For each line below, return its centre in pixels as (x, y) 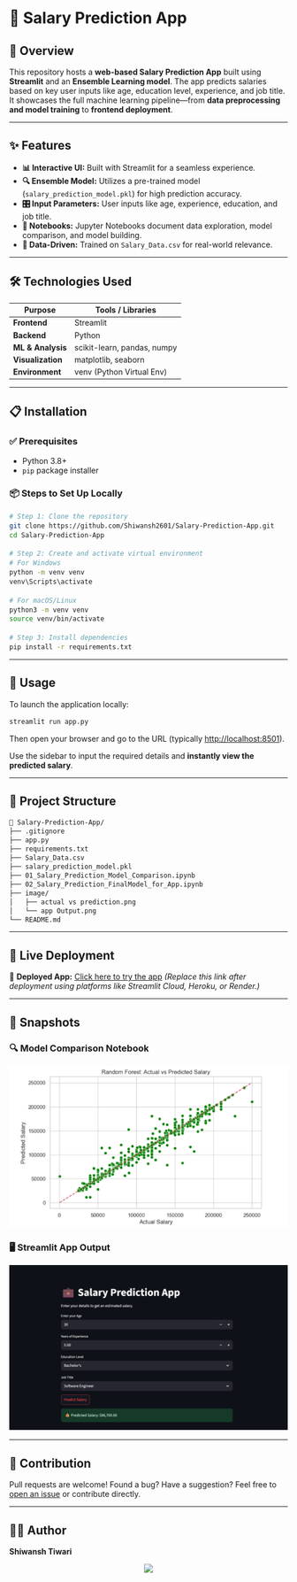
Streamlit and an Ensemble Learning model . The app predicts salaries (138, 81)
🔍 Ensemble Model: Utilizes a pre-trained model (111, 181)
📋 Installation (48, 412)
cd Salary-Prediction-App (57, 535)
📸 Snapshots (45, 1022)
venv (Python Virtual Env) (121, 372)
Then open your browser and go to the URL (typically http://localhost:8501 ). (147, 738)
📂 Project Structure (63, 802)
